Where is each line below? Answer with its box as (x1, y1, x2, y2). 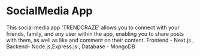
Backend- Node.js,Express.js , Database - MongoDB (6, 43, 136, 50)
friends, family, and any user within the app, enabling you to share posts (6, 30, 184, 37)
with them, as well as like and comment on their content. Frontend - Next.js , (6, 36, 195, 43)
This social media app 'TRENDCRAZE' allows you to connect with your (6, 24, 180, 31)
